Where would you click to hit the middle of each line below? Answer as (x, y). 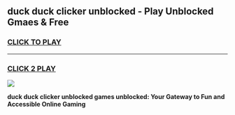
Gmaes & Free (38, 23)
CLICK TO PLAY (34, 43)
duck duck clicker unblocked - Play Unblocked (111, 11)
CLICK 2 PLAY (31, 68)
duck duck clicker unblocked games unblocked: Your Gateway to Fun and (116, 96)
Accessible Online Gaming (47, 104)
